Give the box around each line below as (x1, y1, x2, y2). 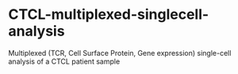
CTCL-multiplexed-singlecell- (8, 6, 209, 24)
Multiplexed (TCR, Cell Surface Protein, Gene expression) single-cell (8, 48, 232, 57)
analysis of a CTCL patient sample (8, 57, 121, 66)
